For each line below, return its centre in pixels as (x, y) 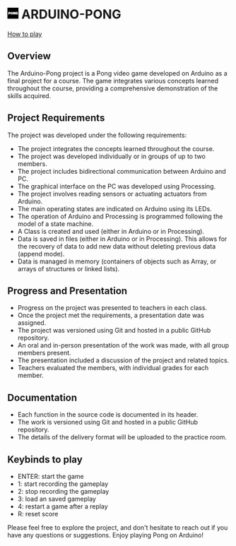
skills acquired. (29, 95)
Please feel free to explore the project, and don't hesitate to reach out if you (118, 528)
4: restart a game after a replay (63, 506)
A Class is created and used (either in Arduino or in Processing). (111, 231)
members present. (45, 353)
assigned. (32, 323)
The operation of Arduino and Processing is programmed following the (120, 216)
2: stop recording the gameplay (63, 491)
